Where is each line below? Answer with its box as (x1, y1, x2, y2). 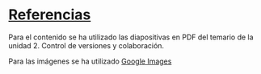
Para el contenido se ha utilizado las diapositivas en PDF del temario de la (8, 32, 254, 42)
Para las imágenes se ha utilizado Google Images (8, 56, 172, 66)
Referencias (8, 6, 91, 24)
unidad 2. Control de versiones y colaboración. (8, 40, 164, 50)
